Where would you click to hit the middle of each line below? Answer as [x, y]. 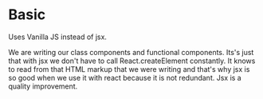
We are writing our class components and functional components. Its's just [131, 52]
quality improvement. [43, 86]
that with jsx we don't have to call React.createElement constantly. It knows [132, 61]
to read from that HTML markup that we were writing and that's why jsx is [129, 69]
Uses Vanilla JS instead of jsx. [58, 37]
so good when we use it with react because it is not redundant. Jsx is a [125, 77]
